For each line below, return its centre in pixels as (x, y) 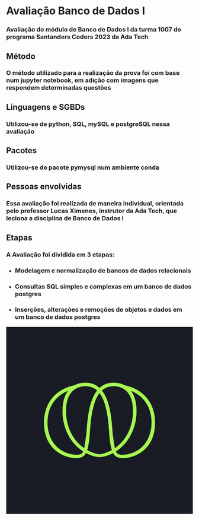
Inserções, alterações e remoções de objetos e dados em (98, 310)
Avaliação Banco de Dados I (76, 11)
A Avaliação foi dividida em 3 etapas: (60, 255)
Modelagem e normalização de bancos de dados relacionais (103, 270)
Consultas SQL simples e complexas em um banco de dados (103, 286)
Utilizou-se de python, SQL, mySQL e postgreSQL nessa (88, 124)
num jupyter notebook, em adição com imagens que (82, 80)
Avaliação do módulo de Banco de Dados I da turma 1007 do (94, 30)
